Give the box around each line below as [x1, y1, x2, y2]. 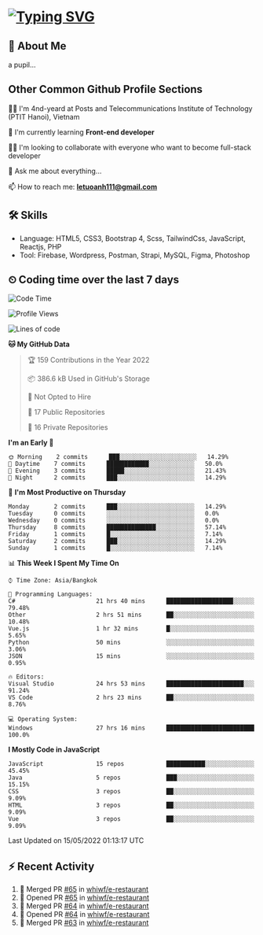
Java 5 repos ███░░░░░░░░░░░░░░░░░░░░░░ [8, 774, 255, 782]
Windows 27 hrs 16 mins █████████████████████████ [8, 724, 255, 732]
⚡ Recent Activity [8, 859, 95, 873]
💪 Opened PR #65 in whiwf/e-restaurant [19, 893, 149, 903]
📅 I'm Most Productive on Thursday [8, 488, 126, 497]
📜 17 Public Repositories [27, 408, 105, 417]
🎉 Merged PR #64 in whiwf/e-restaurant [19, 901, 149, 911]
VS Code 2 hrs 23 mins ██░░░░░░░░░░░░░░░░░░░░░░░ [8, 693, 255, 702]
